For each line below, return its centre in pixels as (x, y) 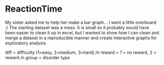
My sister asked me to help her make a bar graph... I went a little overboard (81, 22)
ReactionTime (34, 9)
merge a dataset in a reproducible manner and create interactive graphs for (81, 38)
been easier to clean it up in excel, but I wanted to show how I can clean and (82, 32)
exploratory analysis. (26, 43)
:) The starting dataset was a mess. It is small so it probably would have (77, 27)
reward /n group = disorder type (37, 57)
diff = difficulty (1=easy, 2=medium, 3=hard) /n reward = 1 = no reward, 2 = (81, 52)
